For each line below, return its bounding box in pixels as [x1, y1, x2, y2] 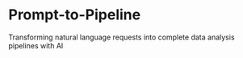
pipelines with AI [8, 40, 64, 50]
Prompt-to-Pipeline [8, 6, 141, 24]
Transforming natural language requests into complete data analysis [8, 32, 236, 42]
